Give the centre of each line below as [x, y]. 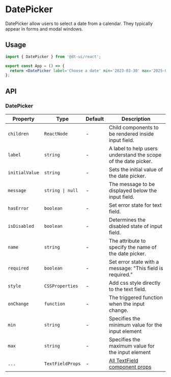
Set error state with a [134, 262]
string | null [61, 190]
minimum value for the [135, 325]
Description [136, 119]
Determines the [127, 220]
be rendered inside [131, 133]
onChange [18, 304]
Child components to [134, 127]
